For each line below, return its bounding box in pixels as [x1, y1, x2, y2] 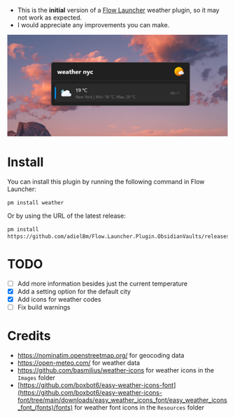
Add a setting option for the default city [17, 287, 131, 295]
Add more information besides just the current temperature [17, 279, 187, 288]
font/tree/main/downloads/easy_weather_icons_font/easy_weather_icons [17, 396, 227, 404]
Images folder [17, 373, 56, 382]
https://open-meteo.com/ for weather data [17, 358, 141, 367]
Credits [7, 328, 51, 344]
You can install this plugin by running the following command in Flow [7, 177, 205, 186]
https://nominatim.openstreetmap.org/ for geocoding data [17, 351, 185, 359]
